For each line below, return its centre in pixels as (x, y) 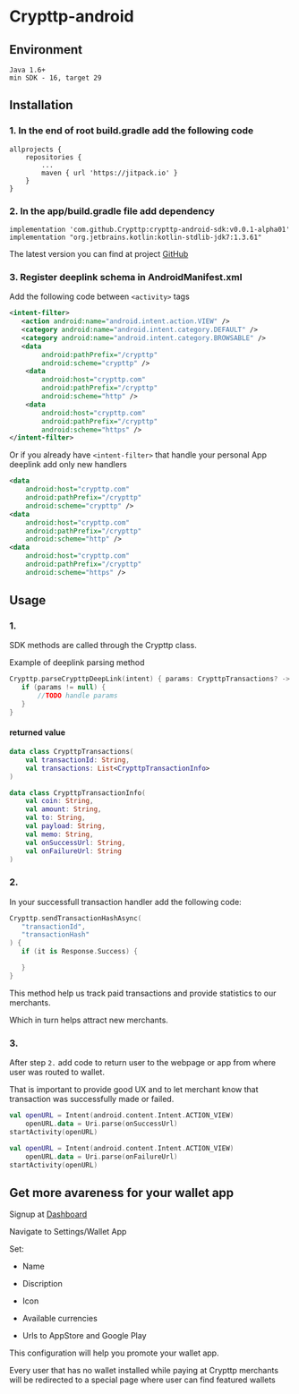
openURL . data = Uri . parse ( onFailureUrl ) (102, 1157)
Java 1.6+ (28, 70)
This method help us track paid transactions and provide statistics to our (143, 993)
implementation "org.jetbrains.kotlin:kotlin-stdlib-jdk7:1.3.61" (136, 237)
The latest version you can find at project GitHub (99, 253)
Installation (41, 105)
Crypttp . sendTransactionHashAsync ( (76, 918)
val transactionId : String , (77, 760)
